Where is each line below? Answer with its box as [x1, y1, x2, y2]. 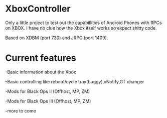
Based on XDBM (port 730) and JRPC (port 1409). [5, 35, 108, 41]
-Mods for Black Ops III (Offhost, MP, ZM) [5, 98, 91, 104]
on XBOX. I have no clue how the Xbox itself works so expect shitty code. [5, 25, 157, 31]
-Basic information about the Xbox [5, 69, 76, 75]
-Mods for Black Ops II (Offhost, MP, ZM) [5, 88, 90, 94]
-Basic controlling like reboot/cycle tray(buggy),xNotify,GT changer [5, 78, 144, 84]
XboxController [5, 3, 71, 15]
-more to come [5, 107, 36, 113]
